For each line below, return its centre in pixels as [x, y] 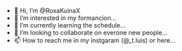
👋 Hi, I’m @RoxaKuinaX [47, 11]
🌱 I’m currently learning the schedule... [70, 25]
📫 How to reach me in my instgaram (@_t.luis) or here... [94, 40]
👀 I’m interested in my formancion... [65, 18]
